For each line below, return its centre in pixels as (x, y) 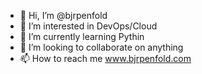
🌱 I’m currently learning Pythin (82, 36)
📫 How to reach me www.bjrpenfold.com (105, 58)
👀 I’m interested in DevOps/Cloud (88, 26)
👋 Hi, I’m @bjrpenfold (63, 15)
